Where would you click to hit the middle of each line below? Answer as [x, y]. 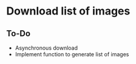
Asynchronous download [46, 48]
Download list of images [68, 11]
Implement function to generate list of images [72, 54]
